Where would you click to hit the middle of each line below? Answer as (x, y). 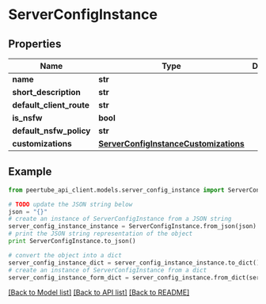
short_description (47, 92)
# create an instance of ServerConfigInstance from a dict (108, 270)
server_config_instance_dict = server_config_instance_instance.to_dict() (134, 263)
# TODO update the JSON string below (70, 204)
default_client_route (51, 105)
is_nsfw (27, 118)
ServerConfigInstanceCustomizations (172, 144)
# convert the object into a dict (65, 255)
